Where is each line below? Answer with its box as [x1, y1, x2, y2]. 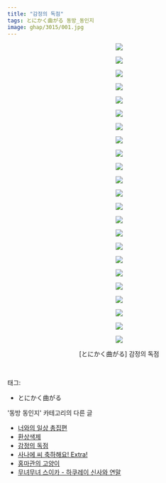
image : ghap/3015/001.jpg [7, 23, 84, 30]
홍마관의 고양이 [17, 459, 60, 468]
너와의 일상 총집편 [17, 423, 67, 433]
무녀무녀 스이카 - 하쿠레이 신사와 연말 [17, 468, 122, 477]
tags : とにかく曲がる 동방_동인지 [7, 17, 94, 24]
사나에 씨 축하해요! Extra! [17, 450, 88, 459]
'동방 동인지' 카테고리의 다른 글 [7, 409, 93, 417]
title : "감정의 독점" [7, 10, 64, 18]
